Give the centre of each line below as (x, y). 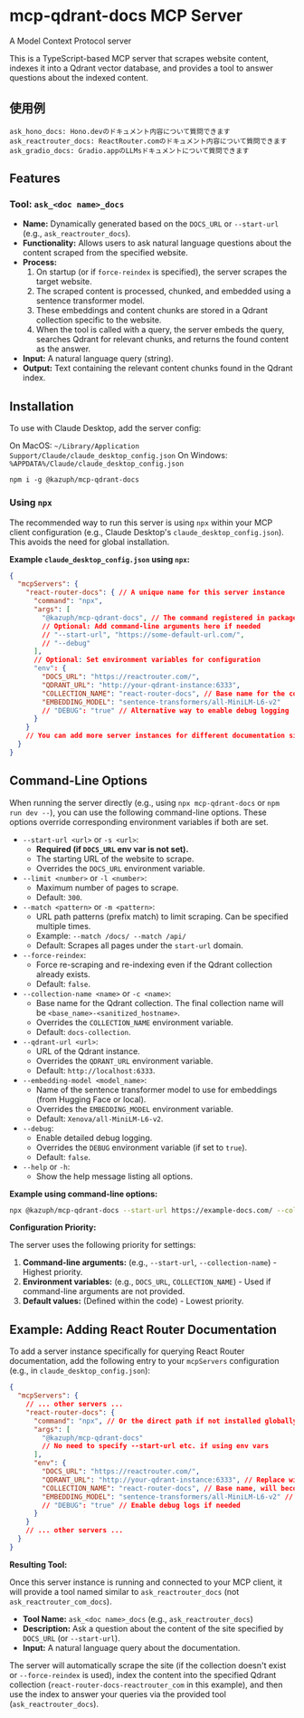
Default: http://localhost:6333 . (95, 1070)
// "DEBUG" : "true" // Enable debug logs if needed (142, 1505)
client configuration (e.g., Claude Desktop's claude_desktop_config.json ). (147, 532)
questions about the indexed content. (79, 77)
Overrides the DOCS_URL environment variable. (120, 868)
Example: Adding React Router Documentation (143, 1329)
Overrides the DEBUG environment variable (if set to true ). (142, 1147)
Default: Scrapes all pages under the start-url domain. (140, 945)
